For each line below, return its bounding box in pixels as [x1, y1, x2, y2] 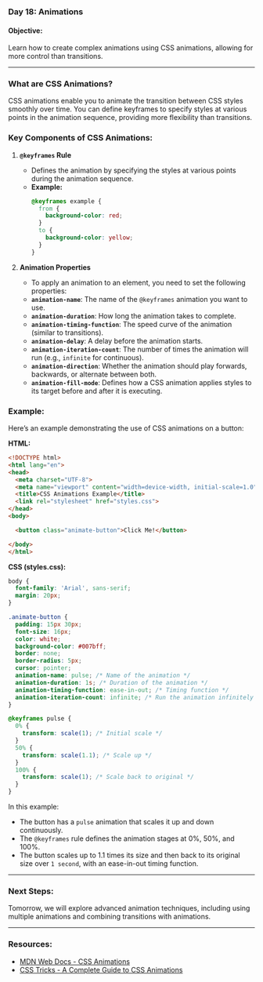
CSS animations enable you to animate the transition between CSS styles [8, 96, 244, 106]
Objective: [8, 26, 43, 35]
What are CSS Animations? [8, 78, 113, 89]
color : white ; [15, 635, 61, 643]
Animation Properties [19, 262, 92, 272]
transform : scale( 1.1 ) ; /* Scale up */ [22, 751, 153, 759]
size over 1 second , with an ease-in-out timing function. [19, 859, 199, 868]
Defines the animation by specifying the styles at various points [31, 165, 236, 175]
